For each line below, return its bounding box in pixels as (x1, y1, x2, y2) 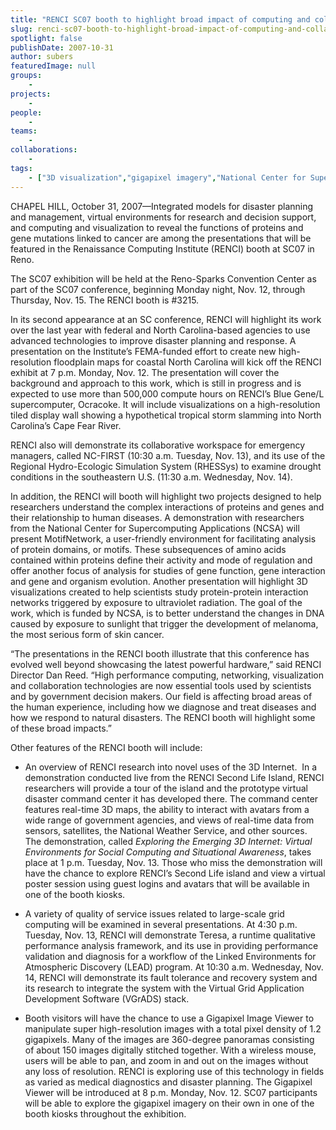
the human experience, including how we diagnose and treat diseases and (10, 701, 317, 713)
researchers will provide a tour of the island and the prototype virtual (24, 782, 308, 794)
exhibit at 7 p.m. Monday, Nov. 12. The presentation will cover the (10, 366, 280, 378)
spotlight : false (10, 33, 83, 43)
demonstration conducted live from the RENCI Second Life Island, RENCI (24, 771, 325, 783)
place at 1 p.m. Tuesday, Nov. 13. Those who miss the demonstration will (24, 856, 323, 868)
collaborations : (10, 145, 78, 155)
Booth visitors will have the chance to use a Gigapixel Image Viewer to (24, 1012, 315, 1024)
